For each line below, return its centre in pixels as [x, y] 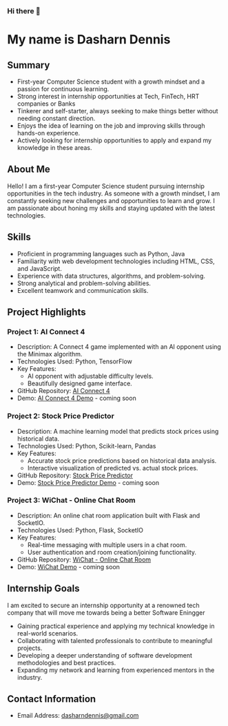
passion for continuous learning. [63, 88]
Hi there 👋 [24, 11]
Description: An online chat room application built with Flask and [108, 515]
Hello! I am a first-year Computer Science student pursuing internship [106, 186]
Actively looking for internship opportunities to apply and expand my [114, 140]
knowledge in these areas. [54, 147]
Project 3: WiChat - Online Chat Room [71, 500]
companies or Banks [46, 104]
